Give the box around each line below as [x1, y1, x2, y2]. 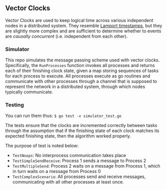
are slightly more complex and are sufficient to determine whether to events [5, 27, 161, 34]
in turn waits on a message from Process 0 [12, 168, 101, 174]
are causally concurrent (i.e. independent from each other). [5, 33, 128, 39]
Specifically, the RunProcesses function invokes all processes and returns [5, 62, 155, 68]
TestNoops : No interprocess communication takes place [12, 152, 126, 158]
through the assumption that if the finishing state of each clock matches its [5, 127, 159, 134]
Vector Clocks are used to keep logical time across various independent [5, 17, 153, 23]
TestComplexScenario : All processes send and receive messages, [12, 173, 146, 179]
